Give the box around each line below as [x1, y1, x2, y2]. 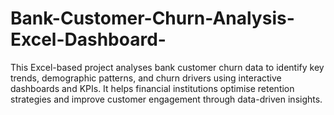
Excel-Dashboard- [10, 28, 167, 51]
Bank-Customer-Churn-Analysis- [10, 7, 295, 30]
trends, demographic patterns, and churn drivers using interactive [10, 72, 282, 84]
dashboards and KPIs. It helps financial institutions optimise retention [10, 82, 295, 94]
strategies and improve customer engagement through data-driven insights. [10, 93, 323, 105]
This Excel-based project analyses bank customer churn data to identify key [10, 61, 325, 73]
